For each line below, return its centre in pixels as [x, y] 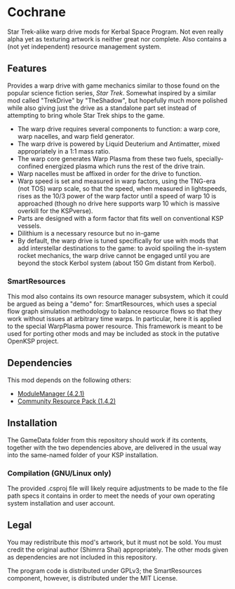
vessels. [29, 226]
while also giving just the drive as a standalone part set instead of [102, 108]
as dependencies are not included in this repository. [82, 557]
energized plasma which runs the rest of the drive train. [125, 166]
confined [31, 166]
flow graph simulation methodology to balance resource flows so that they [115, 311]
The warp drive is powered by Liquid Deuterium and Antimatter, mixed [119, 144]
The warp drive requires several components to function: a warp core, [119, 129]
